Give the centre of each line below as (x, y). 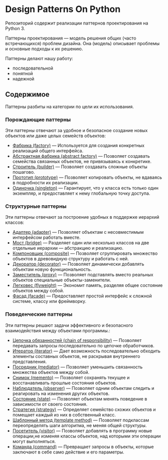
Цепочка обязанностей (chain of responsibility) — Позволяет (77, 340)
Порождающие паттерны (38, 120)
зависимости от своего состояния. (50, 404)
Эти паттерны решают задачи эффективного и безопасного (69, 325)
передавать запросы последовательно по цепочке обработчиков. (83, 345)
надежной (23, 79)
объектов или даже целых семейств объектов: (56, 136)
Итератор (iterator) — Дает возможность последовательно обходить (86, 351)
